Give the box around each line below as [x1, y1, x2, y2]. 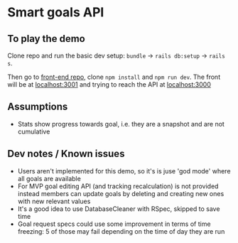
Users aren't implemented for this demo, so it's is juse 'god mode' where [17, 166, 231, 175]
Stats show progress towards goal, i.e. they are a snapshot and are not [17, 119, 225, 128]
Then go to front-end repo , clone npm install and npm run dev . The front [7, 72, 221, 81]
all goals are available [17, 174, 82, 183]
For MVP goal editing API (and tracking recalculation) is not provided [17, 182, 219, 190]
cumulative [17, 127, 50, 136]
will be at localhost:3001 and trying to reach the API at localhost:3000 [7, 80, 212, 89]
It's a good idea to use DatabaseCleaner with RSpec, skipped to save [17, 204, 220, 213]
